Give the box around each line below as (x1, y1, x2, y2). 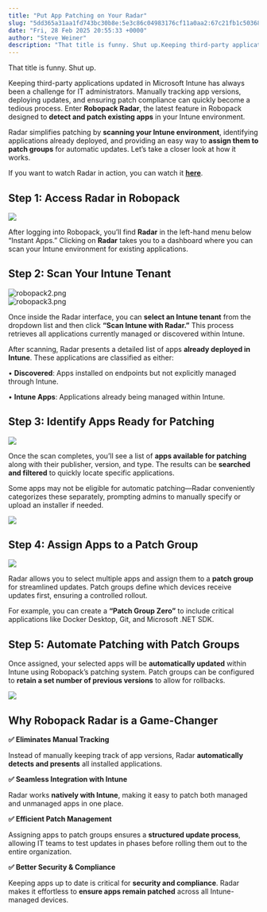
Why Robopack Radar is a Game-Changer (8, 713, 219, 727)
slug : (8, 19, 26, 27)
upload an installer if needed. (8, 500, 104, 509)
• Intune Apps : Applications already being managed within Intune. (8, 392, 226, 401)
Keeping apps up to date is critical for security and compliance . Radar (8, 879, 240, 887)
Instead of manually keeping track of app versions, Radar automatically (8, 751, 244, 759)
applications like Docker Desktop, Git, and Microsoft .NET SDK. (8, 615, 215, 624)
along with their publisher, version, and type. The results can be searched (8, 459, 251, 469)
